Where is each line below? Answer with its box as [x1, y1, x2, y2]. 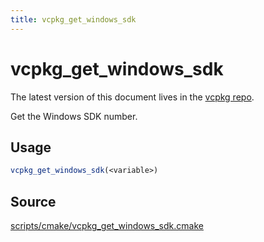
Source [10, 193, 57, 210]
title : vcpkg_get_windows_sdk [10, 14, 137, 25]
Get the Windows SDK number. [10, 110, 138, 122]
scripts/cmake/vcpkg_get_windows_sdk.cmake [10, 220, 204, 232]
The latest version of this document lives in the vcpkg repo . [10, 91, 255, 103]
